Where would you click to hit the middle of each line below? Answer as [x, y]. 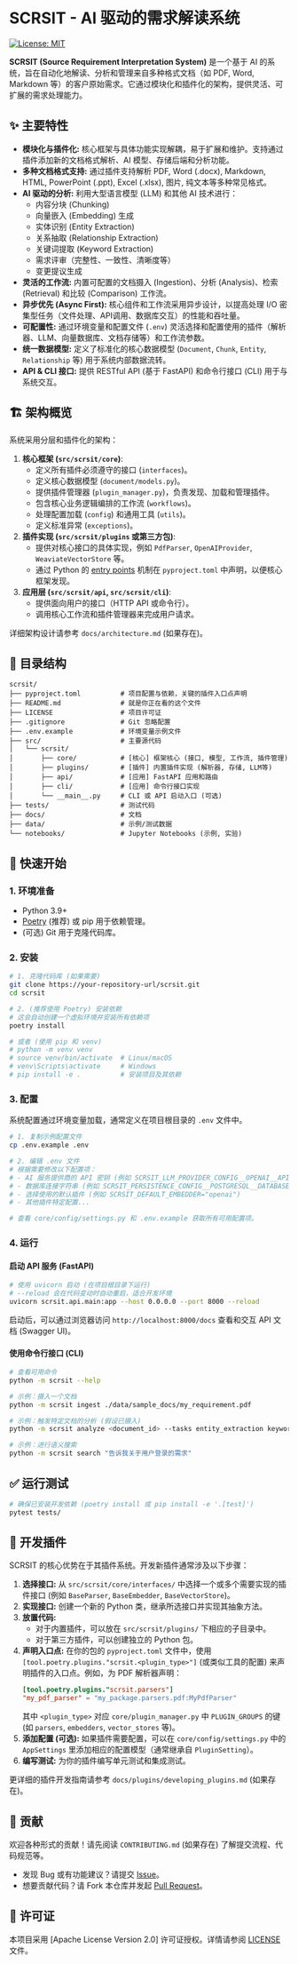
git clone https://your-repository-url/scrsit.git [105, 985]
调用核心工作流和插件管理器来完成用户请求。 [117, 614]
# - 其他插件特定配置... [50, 1203]
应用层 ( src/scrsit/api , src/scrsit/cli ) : [96, 592]
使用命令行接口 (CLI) [47, 1353]
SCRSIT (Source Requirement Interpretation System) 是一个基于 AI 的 [138, 61]
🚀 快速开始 [38, 863]
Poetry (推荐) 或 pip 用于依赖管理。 [86, 921]
